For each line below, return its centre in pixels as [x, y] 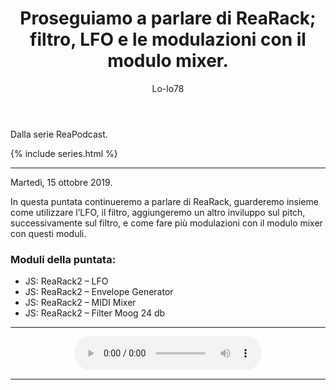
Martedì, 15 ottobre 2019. [61, 182]
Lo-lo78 [168, 88]
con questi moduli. [48, 233]
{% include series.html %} [64, 153]
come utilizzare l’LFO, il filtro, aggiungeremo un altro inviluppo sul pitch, [158, 212]
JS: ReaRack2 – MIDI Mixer [80, 303]
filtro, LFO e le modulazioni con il [168, 39]
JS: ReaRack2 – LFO [66, 281]
